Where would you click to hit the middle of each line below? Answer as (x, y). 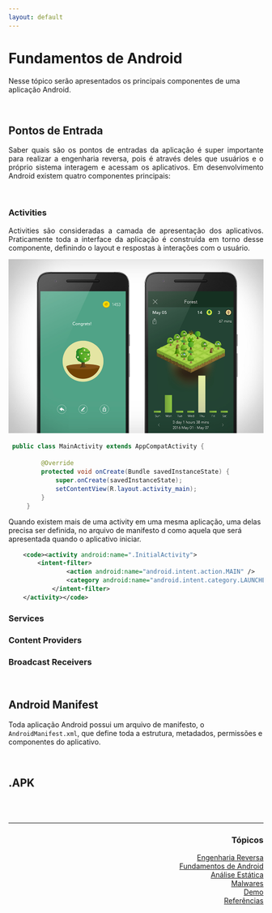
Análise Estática (237, 874)
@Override (57, 463)
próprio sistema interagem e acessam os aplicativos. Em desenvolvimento (136, 167)
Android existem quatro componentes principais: (90, 176)
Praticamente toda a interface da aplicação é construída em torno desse (136, 239)
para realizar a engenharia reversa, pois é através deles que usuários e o (136, 159)
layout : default (36, 17)
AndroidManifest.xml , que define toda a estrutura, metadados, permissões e (136, 733)
